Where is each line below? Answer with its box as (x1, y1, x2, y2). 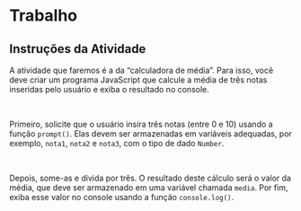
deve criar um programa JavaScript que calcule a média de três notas (9, 75, 268, 85)
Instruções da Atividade (9, 41, 146, 57)
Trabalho (9, 5, 78, 26)
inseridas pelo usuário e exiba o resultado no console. (9, 84, 209, 94)
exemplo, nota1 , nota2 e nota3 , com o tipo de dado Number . (9, 138, 225, 148)
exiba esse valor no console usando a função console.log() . (9, 192, 235, 202)
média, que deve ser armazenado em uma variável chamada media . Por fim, (9, 182, 288, 193)
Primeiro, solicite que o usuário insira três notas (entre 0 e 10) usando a (9, 119, 273, 129)
